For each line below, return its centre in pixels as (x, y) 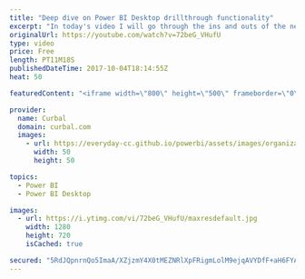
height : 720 (48, 236)
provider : (28, 110)
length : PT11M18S (42, 60)
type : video (32, 43)
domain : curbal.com (54, 127)
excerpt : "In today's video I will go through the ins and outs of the (148, 26)
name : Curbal (42, 118)
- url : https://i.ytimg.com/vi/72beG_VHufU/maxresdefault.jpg (138, 219)
